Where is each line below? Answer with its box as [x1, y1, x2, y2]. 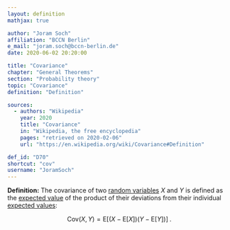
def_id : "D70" [7, 154, 50, 161]
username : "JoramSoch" [7, 167, 75, 174]
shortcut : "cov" [7, 160, 55, 167]
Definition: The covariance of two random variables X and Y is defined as [7, 186, 224, 195]
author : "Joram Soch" [7, 30, 72, 37]
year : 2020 [20, 115, 53, 122]
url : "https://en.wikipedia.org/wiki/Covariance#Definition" [20, 141, 204, 148]
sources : [7, 101, 33, 108]
